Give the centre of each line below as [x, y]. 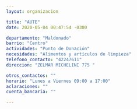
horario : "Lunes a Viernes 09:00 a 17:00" [58, 81]
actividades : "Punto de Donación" [48, 49]
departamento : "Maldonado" [39, 38]
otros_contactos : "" [31, 75]
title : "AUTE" [23, 22]
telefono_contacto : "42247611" [44, 59]
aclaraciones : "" [27, 86]
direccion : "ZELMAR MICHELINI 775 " [50, 65]
